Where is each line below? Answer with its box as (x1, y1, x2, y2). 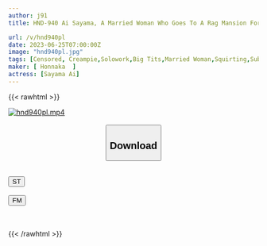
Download (110, 140, 157, 152)
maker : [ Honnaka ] (8, 63, 77, 71)
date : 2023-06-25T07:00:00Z (8, 40, 102, 48)
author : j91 (8, 11, 48, 20)
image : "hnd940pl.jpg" (8, 48, 83, 56)
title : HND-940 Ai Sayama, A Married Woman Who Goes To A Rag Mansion (8, 19, 247, 27)
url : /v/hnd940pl (8, 33, 66, 41)
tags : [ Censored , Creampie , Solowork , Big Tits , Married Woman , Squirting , (8, 56, 250, 63)
